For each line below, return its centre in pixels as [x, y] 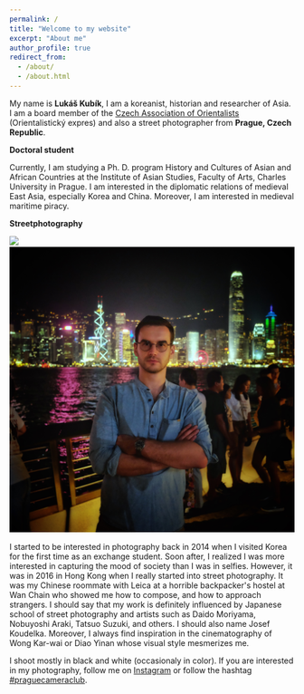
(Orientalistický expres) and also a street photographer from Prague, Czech [151, 122]
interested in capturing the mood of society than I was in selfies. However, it [151, 565]
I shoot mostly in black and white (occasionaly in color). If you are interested [152, 660]
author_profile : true [50, 48]
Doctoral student [42, 149]
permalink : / [34, 19]
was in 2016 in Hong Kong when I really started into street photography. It [146, 575]
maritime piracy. [39, 206]
